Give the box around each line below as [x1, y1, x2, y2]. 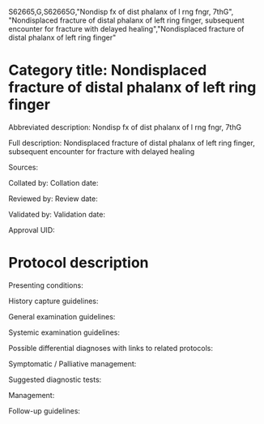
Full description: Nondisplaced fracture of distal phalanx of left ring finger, [8, 138, 255, 148]
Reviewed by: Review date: [8, 194, 99, 203]
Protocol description [8, 254, 149, 272]
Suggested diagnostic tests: [8, 375, 102, 384]
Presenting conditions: [8, 280, 83, 290]
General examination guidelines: [8, 311, 116, 321]
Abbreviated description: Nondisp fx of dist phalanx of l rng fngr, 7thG [8, 122, 241, 132]
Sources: [8, 162, 39, 172]
